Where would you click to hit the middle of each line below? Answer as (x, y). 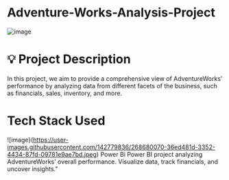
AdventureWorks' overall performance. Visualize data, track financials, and (112, 162)
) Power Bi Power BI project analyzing (149, 154)
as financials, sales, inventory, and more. (64, 93)
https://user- (51, 140)
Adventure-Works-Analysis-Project (111, 13)
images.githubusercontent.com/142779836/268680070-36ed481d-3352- (111, 147)
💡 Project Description (69, 59)
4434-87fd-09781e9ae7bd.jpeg (52, 154)
